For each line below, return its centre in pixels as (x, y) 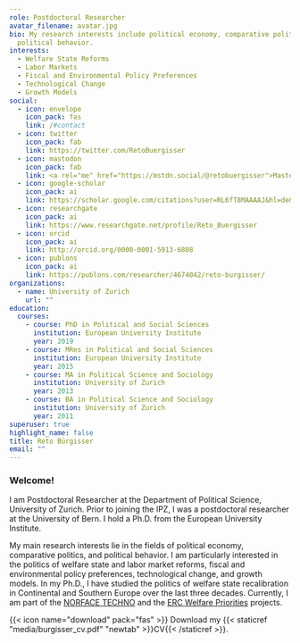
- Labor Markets (47, 68)
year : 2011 (53, 416)
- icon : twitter (47, 134)
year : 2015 (53, 366)
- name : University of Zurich (73, 291)
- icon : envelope (50, 109)
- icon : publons (47, 259)
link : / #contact (56, 126)
